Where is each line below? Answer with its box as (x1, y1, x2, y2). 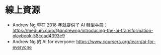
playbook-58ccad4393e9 (12, 33, 65, 39)
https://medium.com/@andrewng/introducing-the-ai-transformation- (12, 27, 154, 33)
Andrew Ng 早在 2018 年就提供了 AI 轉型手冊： (12, 22, 108, 28)
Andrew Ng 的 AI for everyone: (12, 38, 76, 45)
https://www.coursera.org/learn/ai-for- (76, 38, 156, 45)
